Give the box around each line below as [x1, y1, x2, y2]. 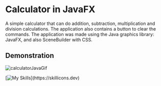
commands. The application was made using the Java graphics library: [5, 31, 154, 37]
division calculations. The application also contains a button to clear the [5, 25, 156, 32]
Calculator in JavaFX [5, 4, 96, 15]
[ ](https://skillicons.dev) [5, 75, 80, 81]
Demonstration [5, 51, 55, 60]
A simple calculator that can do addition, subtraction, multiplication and [5, 20, 155, 26]
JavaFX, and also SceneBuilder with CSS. [5, 37, 93, 43]
